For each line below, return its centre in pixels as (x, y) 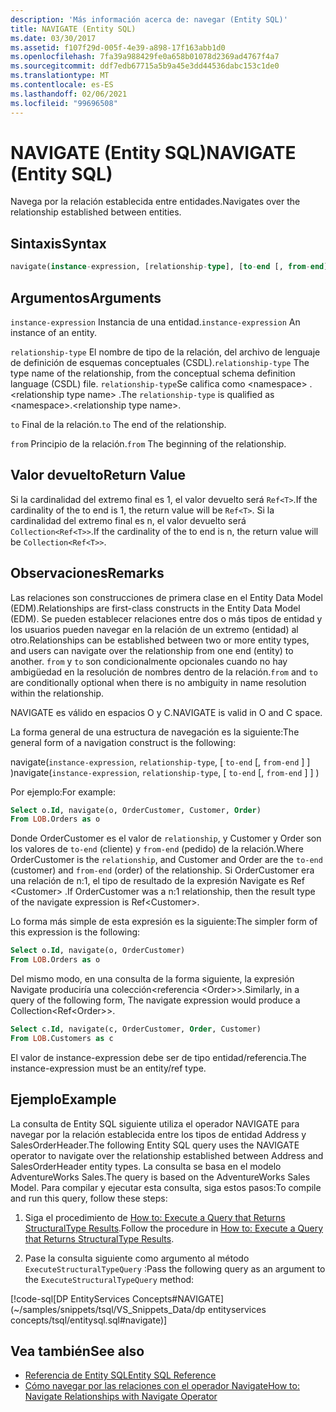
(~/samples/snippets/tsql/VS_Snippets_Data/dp (108, 1309)
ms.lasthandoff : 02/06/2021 (69, 94)
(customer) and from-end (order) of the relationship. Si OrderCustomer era (162, 870)
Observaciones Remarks (87, 573)
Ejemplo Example (63, 1099)
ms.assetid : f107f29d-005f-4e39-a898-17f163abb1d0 (118, 47)
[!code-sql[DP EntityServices (70, 1298)
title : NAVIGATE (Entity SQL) (73, 29)
